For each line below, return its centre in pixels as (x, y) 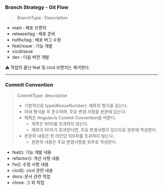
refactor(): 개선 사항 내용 (36, 158)
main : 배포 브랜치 (29, 28)
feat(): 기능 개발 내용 (32, 152)
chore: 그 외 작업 (28, 182)
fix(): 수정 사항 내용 (30, 164)
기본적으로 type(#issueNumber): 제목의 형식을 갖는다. (76, 105)
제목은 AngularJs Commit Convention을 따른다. (70, 117)
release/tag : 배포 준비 (34, 34)
